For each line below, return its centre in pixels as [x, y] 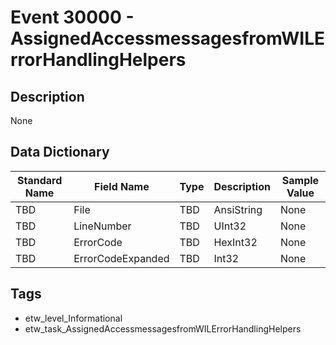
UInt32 [230, 226]
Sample [300, 180]
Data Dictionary [60, 152]
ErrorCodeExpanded [121, 258]
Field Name [122, 186]
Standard [39, 180]
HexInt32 [235, 242]
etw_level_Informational [73, 318]
